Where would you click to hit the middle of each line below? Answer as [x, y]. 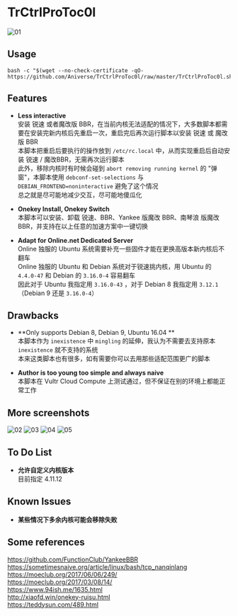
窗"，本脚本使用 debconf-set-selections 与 [80, 177]
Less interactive [42, 115]
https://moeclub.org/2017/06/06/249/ [62, 574]
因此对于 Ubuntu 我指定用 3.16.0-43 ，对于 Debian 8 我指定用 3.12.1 [118, 284]
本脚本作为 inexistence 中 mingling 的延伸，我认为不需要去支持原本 [117, 341]
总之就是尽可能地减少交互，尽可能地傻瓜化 [80, 195]
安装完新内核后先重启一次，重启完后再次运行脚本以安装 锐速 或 [122, 132]
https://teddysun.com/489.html [53, 604]
